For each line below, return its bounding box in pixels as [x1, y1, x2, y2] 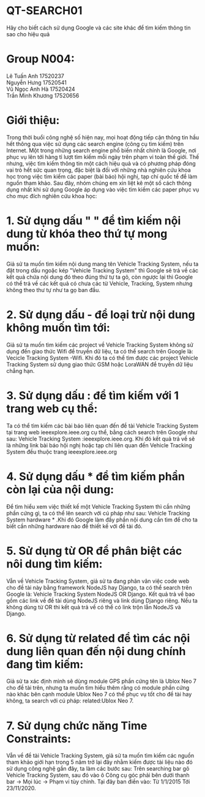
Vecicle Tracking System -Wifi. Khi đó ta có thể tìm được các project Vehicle [6, 354, 198, 361]
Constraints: [6, 731, 72, 745]
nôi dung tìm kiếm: [6, 556, 103, 571]
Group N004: [6, 52, 75, 66]
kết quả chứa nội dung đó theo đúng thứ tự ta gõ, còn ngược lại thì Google [6, 273, 193, 280]
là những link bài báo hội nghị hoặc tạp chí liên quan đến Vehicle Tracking [6, 441, 192, 449]
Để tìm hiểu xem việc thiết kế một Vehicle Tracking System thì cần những [6, 502, 191, 510]
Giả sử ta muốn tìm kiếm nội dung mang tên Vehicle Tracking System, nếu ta [6, 260, 199, 268]
